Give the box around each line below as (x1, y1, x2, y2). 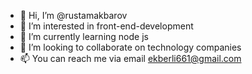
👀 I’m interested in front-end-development (19, 20, 194, 32)
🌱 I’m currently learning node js (19, 31, 149, 42)
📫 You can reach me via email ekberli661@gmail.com (19, 53, 242, 64)
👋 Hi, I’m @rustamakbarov (19, 10, 128, 21)
